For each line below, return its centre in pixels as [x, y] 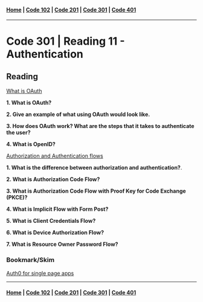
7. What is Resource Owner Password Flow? [62, 244]
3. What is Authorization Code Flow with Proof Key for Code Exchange [96, 191]
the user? [18, 133]
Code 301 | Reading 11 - [66, 41]
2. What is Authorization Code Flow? [53, 179]
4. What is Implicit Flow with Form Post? [57, 209]
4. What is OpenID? [31, 144]
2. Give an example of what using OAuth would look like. [78, 114]
